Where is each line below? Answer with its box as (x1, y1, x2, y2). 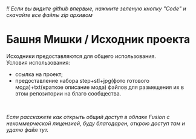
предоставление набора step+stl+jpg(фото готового (15, 77, 150, 84)
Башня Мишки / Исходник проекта (6, 32, 191, 46)
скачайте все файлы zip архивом (6, 11, 93, 18)
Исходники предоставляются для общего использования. (6, 52, 156, 60)
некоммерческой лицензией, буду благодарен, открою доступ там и (6, 120, 186, 127)
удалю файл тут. (6, 126, 49, 133)
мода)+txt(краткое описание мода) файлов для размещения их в (15, 83, 185, 91)
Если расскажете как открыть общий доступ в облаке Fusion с (6, 113, 170, 120)
